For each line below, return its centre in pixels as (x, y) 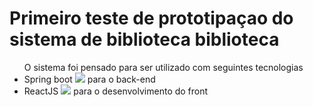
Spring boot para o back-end (89, 79)
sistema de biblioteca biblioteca (144, 39)
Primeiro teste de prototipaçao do (151, 18)
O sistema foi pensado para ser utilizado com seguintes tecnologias (163, 67)
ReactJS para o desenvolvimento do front (116, 91)
